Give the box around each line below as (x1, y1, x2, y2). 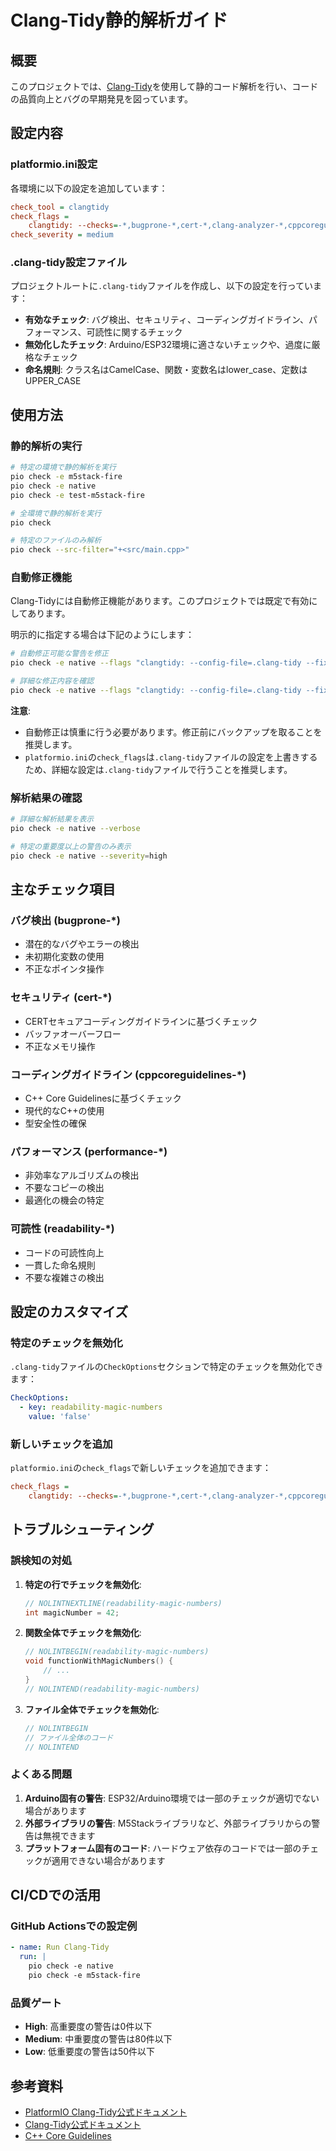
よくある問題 (10, 1767, 73, 1781)
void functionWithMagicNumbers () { (24, 1656, 174, 1666)
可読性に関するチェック (86, 326, 183, 338)
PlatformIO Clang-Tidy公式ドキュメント (24, 2106, 188, 2118)
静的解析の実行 (10, 439, 83, 453)
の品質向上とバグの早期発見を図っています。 (10, 93, 193, 105)
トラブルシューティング (10, 1521, 155, 1538)
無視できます (42, 1829, 96, 1841)
